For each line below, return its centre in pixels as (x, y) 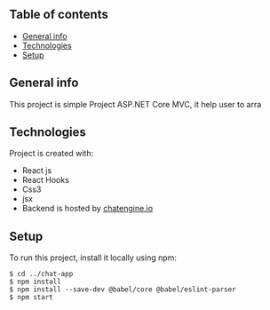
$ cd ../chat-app (41, 274)
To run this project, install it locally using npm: (93, 258)
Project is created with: (52, 154)
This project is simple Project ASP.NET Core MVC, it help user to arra (135, 104)
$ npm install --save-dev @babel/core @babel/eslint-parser (123, 290)
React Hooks (45, 180)
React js (37, 171)
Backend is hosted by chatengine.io (87, 209)
